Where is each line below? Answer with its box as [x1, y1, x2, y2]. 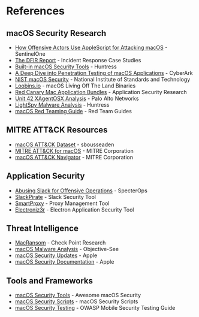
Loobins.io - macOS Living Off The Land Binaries [14, 82, 136, 89]
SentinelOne [14, 50, 46, 58]
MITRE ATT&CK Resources [6, 125, 108, 135]
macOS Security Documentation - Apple [14, 258, 114, 265]
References [6, 4, 65, 18]
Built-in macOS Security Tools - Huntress [14, 63, 117, 70]
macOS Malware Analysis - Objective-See [14, 246, 119, 253]
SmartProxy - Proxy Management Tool [14, 200, 110, 207]
